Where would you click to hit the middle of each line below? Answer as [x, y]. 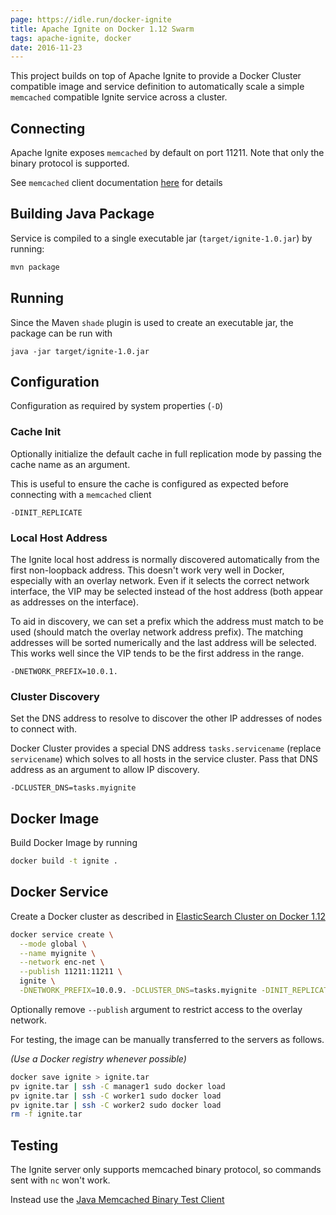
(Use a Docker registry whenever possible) [98, 1058]
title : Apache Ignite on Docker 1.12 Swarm [102, 29]
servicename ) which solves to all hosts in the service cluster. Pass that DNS [164, 759]
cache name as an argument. [70, 464]
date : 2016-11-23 [46, 47]
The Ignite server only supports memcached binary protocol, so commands [166, 1170]
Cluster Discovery [55, 696]
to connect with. [44, 729]
